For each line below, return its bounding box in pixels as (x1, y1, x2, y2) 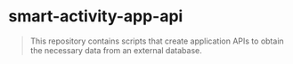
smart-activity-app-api (8, 6, 183, 27)
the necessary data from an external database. (29, 44, 202, 55)
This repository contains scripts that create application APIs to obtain (29, 36, 284, 46)
